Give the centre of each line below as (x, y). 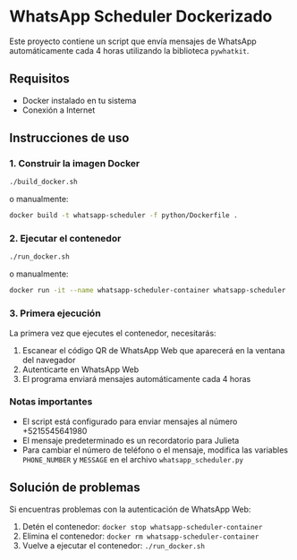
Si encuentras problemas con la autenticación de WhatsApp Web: (130, 509)
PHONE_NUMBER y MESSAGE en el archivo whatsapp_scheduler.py (133, 459)
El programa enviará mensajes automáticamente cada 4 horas (136, 378)
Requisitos (39, 79)
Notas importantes (51, 402)
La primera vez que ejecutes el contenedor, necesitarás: (113, 333)
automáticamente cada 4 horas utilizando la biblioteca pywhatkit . (129, 50)
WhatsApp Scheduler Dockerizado (141, 17)
